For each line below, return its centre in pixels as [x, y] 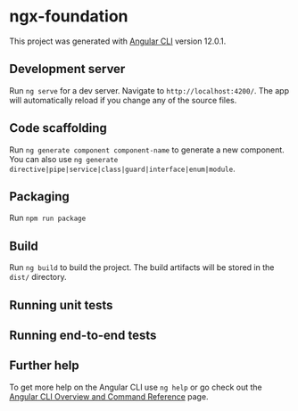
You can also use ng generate [64, 159]
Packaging [39, 197]
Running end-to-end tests [83, 335]
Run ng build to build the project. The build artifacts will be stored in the [142, 267]
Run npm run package [48, 218]
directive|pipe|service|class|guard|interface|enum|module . [122, 169]
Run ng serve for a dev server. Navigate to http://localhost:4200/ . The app [149, 90]
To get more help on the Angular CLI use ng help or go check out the [136, 387]
